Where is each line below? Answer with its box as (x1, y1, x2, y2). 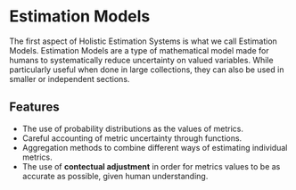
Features (9, 100, 60, 115)
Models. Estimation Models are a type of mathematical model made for (9, 45, 269, 55)
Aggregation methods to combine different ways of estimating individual (21, 142, 288, 153)
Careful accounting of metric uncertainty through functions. (21, 132, 243, 144)
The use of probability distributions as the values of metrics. (21, 123, 243, 134)
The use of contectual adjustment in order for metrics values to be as (21, 161, 281, 171)
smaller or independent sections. (9, 73, 130, 84)
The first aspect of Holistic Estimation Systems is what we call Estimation (9, 36, 278, 46)
